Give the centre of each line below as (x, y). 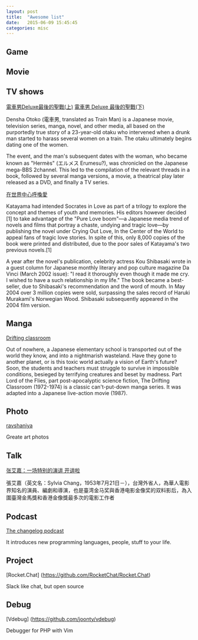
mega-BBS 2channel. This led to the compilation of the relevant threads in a (98, 170)
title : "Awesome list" (35, 17)
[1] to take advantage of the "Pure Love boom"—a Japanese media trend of (98, 218)
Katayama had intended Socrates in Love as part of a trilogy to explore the (96, 206)
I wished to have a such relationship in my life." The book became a (88, 280)
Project (20, 561)
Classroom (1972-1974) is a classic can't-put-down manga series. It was (94, 387)
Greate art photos (27, 437)
